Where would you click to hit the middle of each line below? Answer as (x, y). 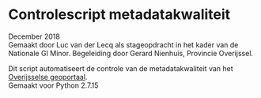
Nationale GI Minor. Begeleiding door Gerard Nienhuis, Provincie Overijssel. (131, 53)
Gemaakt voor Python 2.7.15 (53, 85)
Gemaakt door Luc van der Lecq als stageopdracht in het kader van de (123, 44)
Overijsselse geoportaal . (48, 77)
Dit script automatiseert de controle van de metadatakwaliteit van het (121, 68)
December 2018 (34, 36)
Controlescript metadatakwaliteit (119, 15)
